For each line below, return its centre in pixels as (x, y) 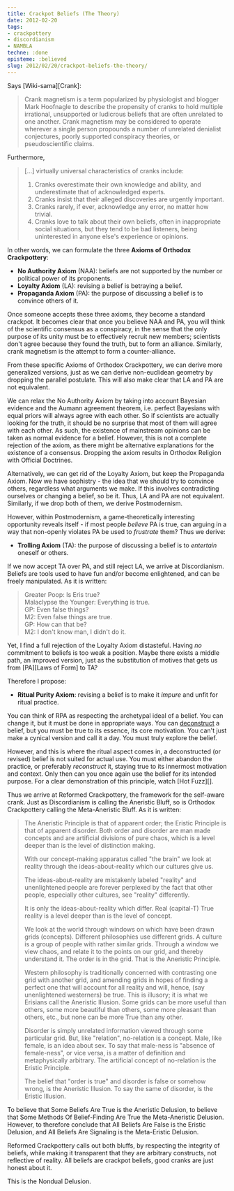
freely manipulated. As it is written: (57, 581)
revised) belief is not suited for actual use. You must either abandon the (110, 758)
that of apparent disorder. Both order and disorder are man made (117, 830)
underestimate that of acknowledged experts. (100, 192)
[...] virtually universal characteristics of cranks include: (104, 171)
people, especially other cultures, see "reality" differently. (107, 895)
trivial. (44, 214)
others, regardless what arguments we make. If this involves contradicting (113, 488)
